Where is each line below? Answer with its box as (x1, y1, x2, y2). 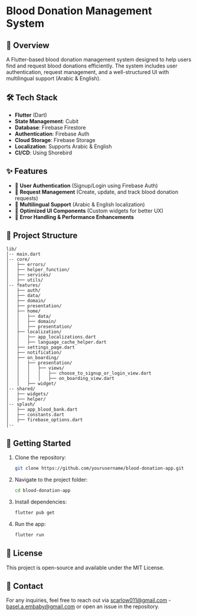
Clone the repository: (14, 454, 67, 461)
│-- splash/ (6, 401, 35, 408)
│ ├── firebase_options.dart (6, 417, 83, 423)
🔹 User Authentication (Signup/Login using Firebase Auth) (14, 182, 158, 189)
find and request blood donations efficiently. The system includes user (6, 62, 178, 69)
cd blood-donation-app (14, 488, 71, 494)
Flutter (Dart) (14, 111, 47, 118)
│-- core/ (6, 256, 31, 263)
